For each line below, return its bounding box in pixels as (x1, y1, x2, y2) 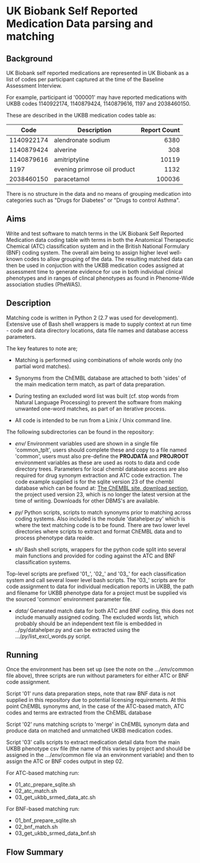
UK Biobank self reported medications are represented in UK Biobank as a (6, 69, 189, 76)
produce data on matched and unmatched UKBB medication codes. (6, 727, 173, 734)
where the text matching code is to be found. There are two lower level (14, 521, 190, 528)
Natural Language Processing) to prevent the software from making (14, 398, 181, 405)
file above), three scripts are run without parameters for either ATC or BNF (6, 672, 189, 679)
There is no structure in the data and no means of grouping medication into (6, 190, 192, 197)
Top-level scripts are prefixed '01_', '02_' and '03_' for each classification (6, 570, 187, 577)
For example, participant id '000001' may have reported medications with (6, 94, 187, 101)
